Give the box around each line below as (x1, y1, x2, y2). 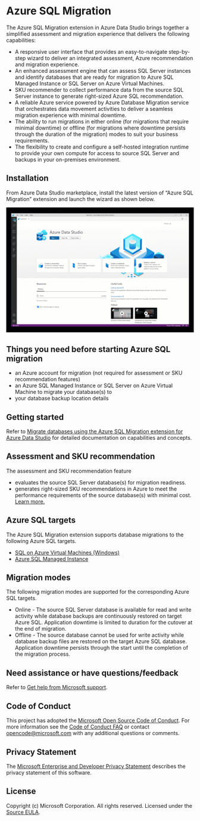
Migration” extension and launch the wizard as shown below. (6, 195, 155, 202)
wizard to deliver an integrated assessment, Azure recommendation (27, 54, 193, 61)
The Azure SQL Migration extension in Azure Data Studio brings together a (6, 24, 189, 31)
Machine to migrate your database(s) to (14, 388, 112, 396)
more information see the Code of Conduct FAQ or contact (6, 723, 150, 730)
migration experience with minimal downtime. (14, 112, 127, 119)
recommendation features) (14, 376, 80, 383)
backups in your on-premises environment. (14, 156, 121, 163)
